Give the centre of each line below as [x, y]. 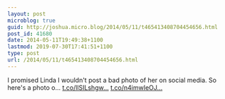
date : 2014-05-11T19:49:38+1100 [55, 40]
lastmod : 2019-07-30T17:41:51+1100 [60, 47]
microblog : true [31, 21]
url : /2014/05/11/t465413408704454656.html [73, 60]
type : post [23, 54]
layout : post [27, 14]
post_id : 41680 [30, 34]
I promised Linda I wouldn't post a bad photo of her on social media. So [112, 80]
